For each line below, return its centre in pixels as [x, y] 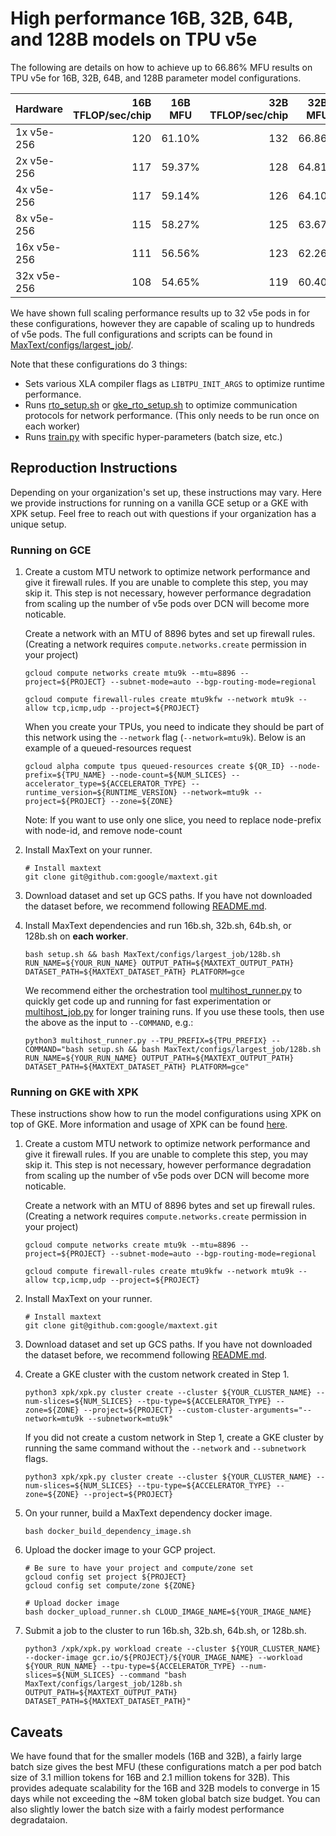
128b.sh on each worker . [76, 936]
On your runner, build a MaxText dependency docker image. [148, 1513]
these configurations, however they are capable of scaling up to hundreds [162, 323]
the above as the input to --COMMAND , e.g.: [109, 1023]
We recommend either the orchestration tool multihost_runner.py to [163, 991]
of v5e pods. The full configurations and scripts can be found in [141, 334]
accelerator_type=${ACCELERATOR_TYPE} [105, 784]
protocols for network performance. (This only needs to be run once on [172, 415]
